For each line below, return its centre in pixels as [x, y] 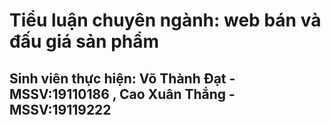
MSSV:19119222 [60, 109]
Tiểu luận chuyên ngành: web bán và [165, 20]
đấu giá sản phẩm [84, 41]
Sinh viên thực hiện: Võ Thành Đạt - [122, 78]
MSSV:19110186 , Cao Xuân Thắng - [122, 94]
